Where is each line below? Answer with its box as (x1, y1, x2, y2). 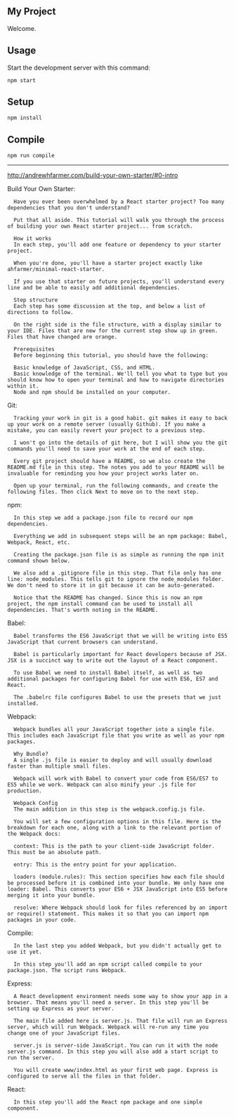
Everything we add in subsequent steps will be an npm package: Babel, (13, 533, 228, 540)
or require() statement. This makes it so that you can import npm (7, 910, 209, 917)
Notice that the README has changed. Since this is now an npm (13, 594, 202, 601)
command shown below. (7, 558, 71, 565)
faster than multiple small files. (7, 763, 112, 770)
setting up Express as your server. (7, 1005, 114, 1012)
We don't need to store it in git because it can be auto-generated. (7, 582, 216, 589)
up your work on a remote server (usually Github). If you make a (7, 421, 206, 428)
